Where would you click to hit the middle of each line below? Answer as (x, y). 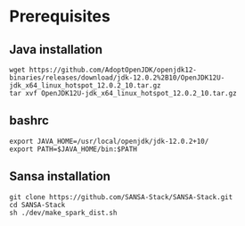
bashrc (29, 121)
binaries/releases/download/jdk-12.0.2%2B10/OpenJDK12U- (117, 78)
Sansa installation (60, 176)
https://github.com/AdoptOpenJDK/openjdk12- (113, 70)
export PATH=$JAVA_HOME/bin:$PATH (73, 149)
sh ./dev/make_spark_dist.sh (63, 213)
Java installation (56, 50)
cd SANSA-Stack (37, 205)
